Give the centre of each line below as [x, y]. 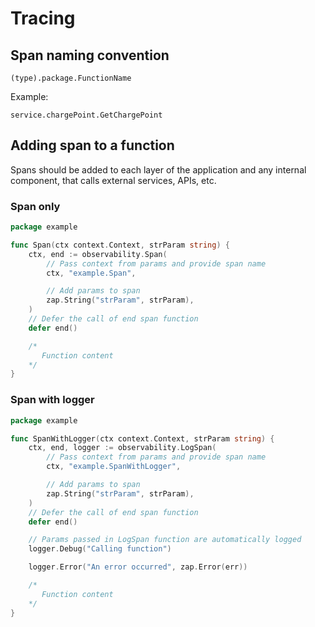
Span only [35, 206]
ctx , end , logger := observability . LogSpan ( [122, 448]
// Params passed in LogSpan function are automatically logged [165, 540]
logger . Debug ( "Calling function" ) [100, 549]
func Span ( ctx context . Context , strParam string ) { [120, 245]
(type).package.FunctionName [71, 78]
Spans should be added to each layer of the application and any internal [158, 169]
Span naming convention [90, 55]
